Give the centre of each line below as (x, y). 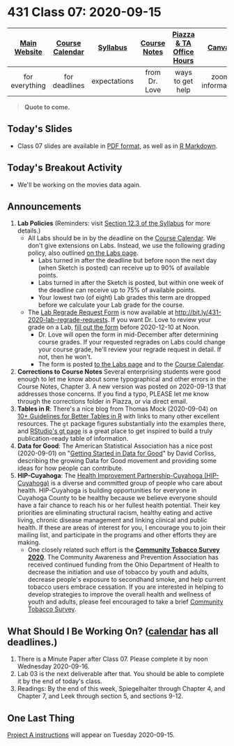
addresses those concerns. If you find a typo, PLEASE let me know (113, 394)
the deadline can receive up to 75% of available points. (117, 290)
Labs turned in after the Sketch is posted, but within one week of (131, 283)
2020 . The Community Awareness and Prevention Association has (123, 557)
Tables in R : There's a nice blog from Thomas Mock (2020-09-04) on (117, 409)
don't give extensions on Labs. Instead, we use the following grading (126, 246)
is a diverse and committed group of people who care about (137, 483)
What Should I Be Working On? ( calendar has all (113, 631)
